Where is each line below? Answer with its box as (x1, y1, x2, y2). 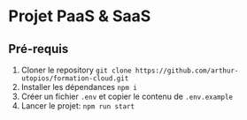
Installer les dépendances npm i (20, 82, 138, 92)
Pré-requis (8, 41, 69, 56)
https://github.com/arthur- (135, 66, 239, 75)
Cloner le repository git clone (20, 64, 132, 75)
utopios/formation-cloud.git (20, 74, 129, 83)
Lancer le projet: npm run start (20, 101, 135, 111)
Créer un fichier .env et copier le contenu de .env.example (20, 91, 234, 101)
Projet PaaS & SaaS (8, 6, 151, 26)
